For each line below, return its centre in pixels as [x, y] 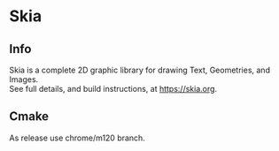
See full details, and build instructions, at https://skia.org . [113, 89]
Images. [24, 79]
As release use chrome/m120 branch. [77, 138]
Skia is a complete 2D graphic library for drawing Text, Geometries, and [139, 70]
